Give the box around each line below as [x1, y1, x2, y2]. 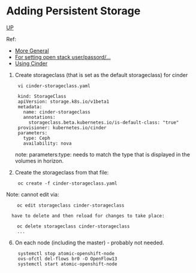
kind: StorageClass [17, 93, 67, 99]
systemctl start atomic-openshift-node [17, 261, 117, 267]
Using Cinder [14, 60, 48, 67]
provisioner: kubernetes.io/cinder [17, 124, 107, 131]
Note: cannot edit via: [6, 191, 59, 198]
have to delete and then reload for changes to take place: [11, 213, 165, 219]
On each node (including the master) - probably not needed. [14, 239, 164, 246]
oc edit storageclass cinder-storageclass [17, 202, 125, 208]
